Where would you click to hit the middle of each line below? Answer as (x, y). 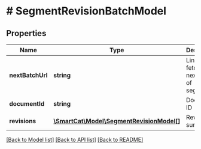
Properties (26, 33)
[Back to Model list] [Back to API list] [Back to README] (75, 140)
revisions (23, 121)
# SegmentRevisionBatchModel (86, 11)
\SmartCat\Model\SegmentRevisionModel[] (117, 121)
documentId (27, 104)
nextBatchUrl (28, 75)
